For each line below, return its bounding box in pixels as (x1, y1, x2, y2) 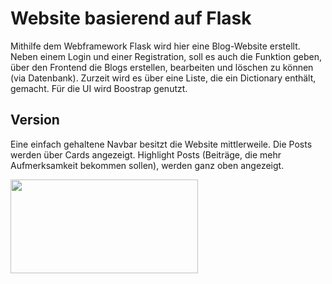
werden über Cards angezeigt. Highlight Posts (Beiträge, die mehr (10, 148, 282, 161)
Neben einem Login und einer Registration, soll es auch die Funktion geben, (10, 50, 323, 62)
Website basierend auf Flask (10, 7, 252, 30)
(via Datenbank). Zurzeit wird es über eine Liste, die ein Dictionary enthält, (10, 72, 317, 84)
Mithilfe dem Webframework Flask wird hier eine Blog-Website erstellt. (10, 40, 301, 52)
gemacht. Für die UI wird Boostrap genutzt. (10, 82, 188, 94)
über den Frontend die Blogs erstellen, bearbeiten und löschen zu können (10, 61, 314, 73)
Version (10, 112, 60, 129)
